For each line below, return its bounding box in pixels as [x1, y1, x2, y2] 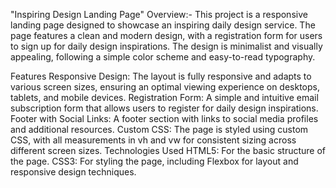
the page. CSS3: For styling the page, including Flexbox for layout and [10, 155, 299, 167]
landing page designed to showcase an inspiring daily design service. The [10, 19, 316, 31]
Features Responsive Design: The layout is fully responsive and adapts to [10, 70, 312, 82]
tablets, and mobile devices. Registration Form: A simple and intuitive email [10, 92, 319, 103]
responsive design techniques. [10, 166, 137, 178]
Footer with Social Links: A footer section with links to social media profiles [10, 113, 319, 124]
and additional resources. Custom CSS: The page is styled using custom [10, 124, 309, 135]
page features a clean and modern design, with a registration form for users [10, 30, 323, 41]
